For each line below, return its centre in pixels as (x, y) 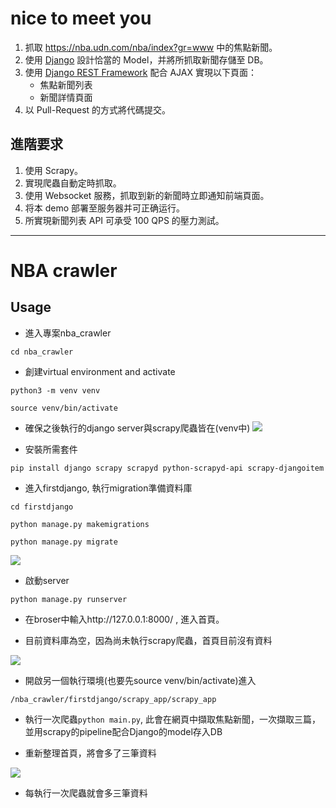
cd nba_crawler (42, 352)
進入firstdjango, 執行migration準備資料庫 (108, 488)
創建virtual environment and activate (100, 371)
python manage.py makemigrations (80, 524)
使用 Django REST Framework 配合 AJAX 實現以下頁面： (140, 72)
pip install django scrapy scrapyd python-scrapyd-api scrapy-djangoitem (167, 468)
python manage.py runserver (69, 599)
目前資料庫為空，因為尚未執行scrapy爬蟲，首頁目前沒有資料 (148, 640)
